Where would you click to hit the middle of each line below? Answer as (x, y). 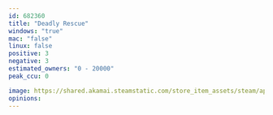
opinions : (25, 98)
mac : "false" (30, 38)
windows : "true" (36, 31)
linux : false (30, 46)
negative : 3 (28, 62)
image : (19, 91)
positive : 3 (28, 53)
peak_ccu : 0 (28, 76)
